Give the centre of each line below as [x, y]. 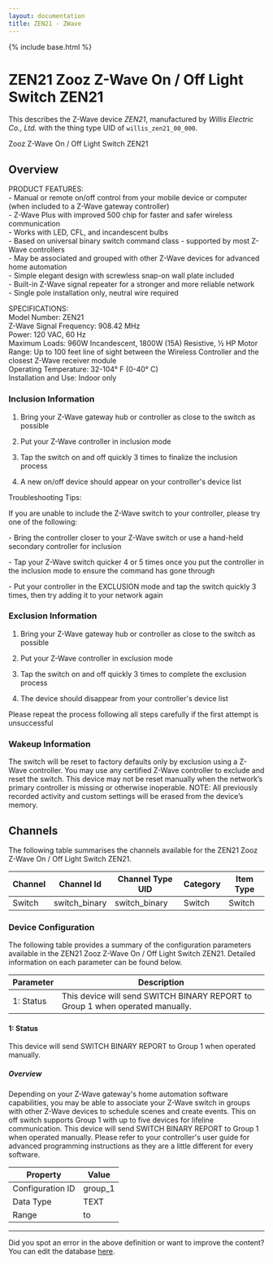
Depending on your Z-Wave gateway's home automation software [119, 1094]
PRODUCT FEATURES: [46, 189]
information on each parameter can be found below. [95, 963]
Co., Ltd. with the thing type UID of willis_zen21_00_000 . [103, 128]
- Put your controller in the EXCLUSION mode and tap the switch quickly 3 [132, 586]
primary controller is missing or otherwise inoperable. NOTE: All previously [133, 788]
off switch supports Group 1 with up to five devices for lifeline [111, 1120]
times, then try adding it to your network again [86, 595]
